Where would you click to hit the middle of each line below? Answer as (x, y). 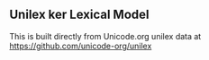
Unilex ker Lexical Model (79, 15)
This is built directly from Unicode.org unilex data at (105, 36)
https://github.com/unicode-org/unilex (81, 46)
